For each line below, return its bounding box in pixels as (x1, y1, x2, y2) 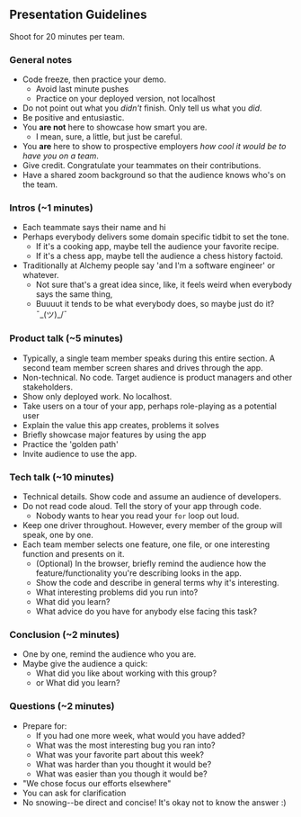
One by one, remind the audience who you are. (22, 649, 197, 660)
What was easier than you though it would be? (35, 768, 208, 779)
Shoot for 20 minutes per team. (9, 31, 126, 41)
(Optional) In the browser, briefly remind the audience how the (35, 558, 267, 569)
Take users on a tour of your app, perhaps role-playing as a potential (22, 400, 277, 411)
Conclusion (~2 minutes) (9, 628, 120, 641)
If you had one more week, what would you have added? (35, 730, 245, 741)
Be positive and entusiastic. (22, 112, 125, 123)
